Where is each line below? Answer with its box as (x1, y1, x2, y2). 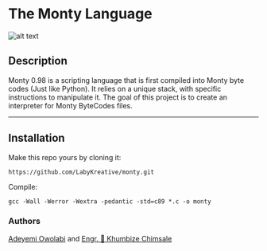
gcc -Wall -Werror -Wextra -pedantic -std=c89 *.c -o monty (8, 197, 212, 206)
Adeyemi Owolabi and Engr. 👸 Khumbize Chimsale (8, 233, 172, 243)
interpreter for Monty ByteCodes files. (8, 100, 133, 110)
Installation (8, 131, 65, 145)
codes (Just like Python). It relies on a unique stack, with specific (8, 84, 222, 93)
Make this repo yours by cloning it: (8, 152, 122, 162)
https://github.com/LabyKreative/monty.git (8, 168, 155, 176)
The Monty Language (8, 5, 153, 23)
